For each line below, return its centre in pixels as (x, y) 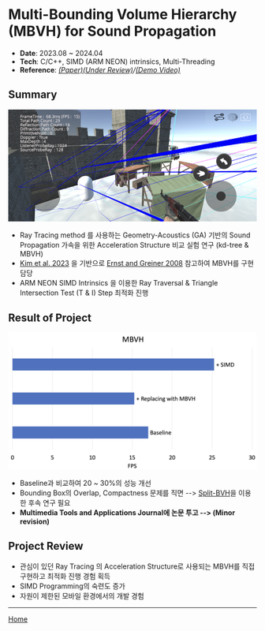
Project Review (46, 546)
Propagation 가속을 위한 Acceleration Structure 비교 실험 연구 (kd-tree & (134, 245)
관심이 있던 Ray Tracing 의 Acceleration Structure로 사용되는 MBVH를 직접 (137, 566)
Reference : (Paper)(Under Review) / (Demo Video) (100, 69)
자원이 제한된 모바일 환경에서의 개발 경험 (82, 596)
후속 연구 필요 (49, 502)
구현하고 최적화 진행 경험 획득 (65, 576)
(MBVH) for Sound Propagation (112, 31)
